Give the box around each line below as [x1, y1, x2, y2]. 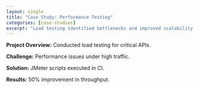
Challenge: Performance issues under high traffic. [6, 53, 130, 60]
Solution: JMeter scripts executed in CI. [6, 65, 104, 72]
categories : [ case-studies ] [6, 20, 76, 26]
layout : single [6, 8, 44, 15]
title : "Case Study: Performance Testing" [6, 14, 113, 20]
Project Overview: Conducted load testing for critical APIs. [6, 42, 151, 49]
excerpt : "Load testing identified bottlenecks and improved [6, 25, 161, 31]
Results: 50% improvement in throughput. [6, 76, 110, 83]
